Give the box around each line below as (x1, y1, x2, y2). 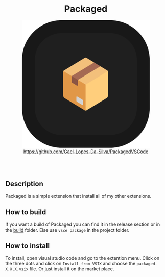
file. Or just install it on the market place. (29, 266, 114, 272)
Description (5, 180, 43, 188)
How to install (5, 241, 50, 250)
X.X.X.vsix (5, 267, 29, 272)
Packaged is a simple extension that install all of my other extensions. (5, 193, 152, 199)
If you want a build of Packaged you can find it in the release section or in (5, 221, 160, 228)
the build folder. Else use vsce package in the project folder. (5, 226, 130, 233)
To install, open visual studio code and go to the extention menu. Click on (5, 255, 160, 261)
